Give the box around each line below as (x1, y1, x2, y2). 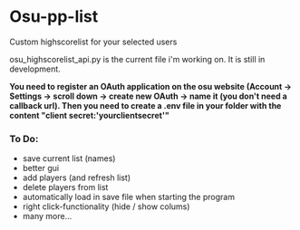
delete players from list (22, 182, 109, 193)
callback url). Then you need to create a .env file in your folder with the (9, 100, 282, 110)
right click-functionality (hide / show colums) (22, 201, 190, 212)
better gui (22, 163, 60, 174)
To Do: (9, 132, 39, 145)
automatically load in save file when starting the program (22, 192, 236, 203)
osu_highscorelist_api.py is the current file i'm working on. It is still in (9, 53, 266, 64)
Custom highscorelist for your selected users (9, 36, 178, 47)
